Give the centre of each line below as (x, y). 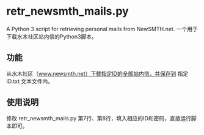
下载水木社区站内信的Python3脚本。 (52, 36)
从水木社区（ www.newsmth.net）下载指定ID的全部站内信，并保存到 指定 (97, 73)
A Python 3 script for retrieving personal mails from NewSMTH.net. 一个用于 (102, 29)
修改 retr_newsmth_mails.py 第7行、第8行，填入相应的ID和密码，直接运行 (99, 118)
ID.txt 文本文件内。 (30, 81)
